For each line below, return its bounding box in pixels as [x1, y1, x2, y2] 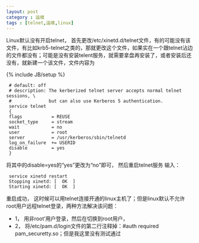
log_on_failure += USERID [8, 140, 76, 146]
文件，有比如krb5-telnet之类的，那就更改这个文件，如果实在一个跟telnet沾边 [6, 44, 193, 51]
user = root [8, 129, 68, 136]
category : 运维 [6, 14, 45, 20]
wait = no [8, 124, 62, 130]
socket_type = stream [8, 119, 73, 125]
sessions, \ [6, 93, 36, 99]
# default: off [8, 83, 46, 89]
